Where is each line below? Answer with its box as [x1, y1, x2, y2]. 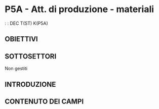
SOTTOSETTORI [5, 52, 57, 61]
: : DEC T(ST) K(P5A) [5, 20, 49, 26]
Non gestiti [5, 66, 28, 72]
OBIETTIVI [5, 35, 38, 43]
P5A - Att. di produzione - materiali [5, 4, 154, 15]
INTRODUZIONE [5, 80, 56, 89]
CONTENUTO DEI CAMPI [5, 97, 84, 105]
